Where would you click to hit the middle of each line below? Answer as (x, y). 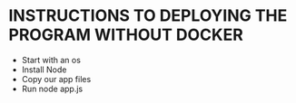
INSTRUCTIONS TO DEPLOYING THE (148, 16)
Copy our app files (56, 79)
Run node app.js (52, 89)
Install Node (44, 70)
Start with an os (51, 60)
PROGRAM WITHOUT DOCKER (126, 35)
